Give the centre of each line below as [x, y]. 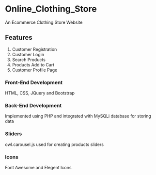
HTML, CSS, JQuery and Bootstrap [40, 93]
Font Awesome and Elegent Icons [38, 167]
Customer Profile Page [35, 70]
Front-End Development [34, 82]
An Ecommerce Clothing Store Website [44, 22]
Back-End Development [33, 105]
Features [19, 38]
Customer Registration [34, 49]
